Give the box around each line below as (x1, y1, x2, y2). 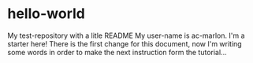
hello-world (7, 5, 86, 23)
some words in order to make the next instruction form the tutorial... (7, 47, 227, 57)
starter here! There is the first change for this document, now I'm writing (7, 39, 242, 48)
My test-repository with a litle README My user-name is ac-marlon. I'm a (7, 31, 245, 40)
